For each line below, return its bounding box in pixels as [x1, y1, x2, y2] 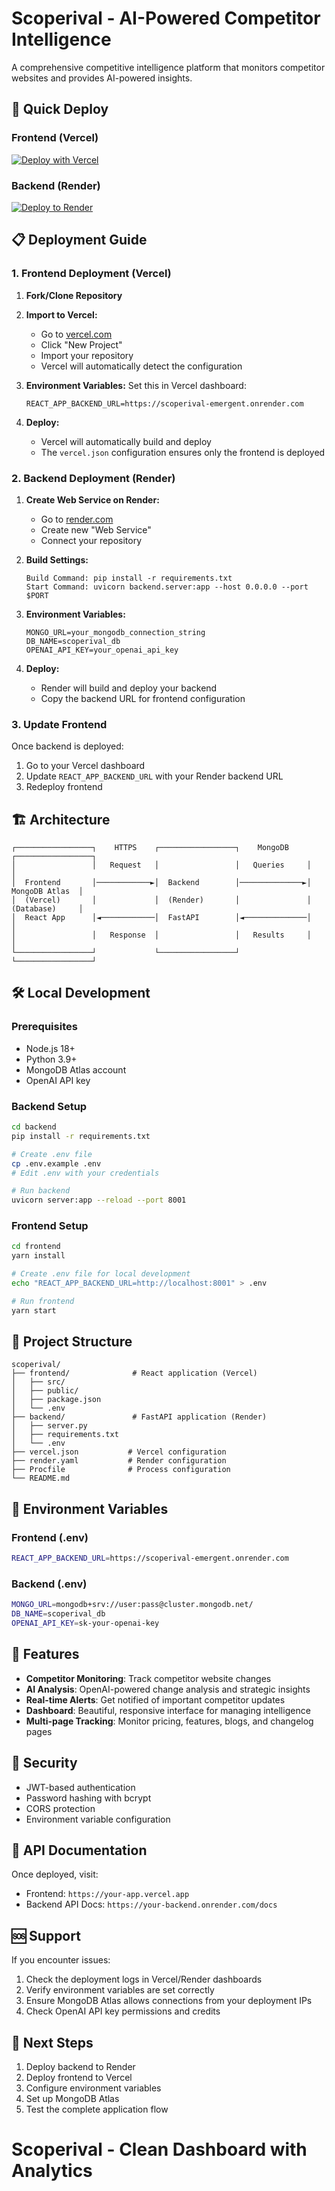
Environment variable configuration [25, 1813, 171, 1825]
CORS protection [25, 1802, 96, 1814]
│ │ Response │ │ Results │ [11, 930, 312, 941]
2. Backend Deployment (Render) [11, 471, 176, 485]
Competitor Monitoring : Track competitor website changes [25, 1672, 272, 1684]
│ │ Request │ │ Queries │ [11, 860, 312, 871]
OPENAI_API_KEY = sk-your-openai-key [11, 1618, 160, 1629]
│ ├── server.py [11, 1421, 88, 1431]
